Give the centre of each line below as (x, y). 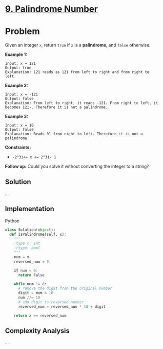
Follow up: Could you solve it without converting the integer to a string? (77, 166)
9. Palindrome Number (51, 9)
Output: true (18, 68)
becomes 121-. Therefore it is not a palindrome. (57, 107)
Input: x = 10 (20, 125)
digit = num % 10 (36, 293)
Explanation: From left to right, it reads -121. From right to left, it (82, 103)
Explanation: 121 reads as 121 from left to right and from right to (77, 72)
